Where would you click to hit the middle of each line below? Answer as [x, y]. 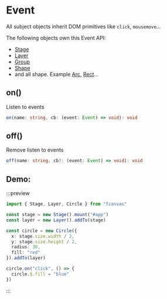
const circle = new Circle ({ [42, 231]
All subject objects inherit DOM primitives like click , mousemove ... [83, 26]
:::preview [18, 193]
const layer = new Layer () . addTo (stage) [56, 220]
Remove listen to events [35, 150]
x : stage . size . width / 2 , [43, 236]
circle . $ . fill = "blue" [40, 274]
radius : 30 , [26, 247]
